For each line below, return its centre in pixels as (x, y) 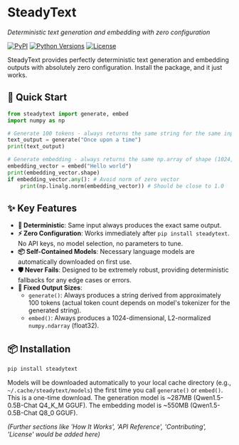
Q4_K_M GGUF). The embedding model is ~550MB (114, 405)
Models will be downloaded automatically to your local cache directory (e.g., (119, 383)
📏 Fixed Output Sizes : (50, 288)
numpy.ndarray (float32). (64, 326)
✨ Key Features (42, 208)
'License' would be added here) (54, 434)
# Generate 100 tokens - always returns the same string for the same (114, 133)
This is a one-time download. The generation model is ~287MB (100, 398)
